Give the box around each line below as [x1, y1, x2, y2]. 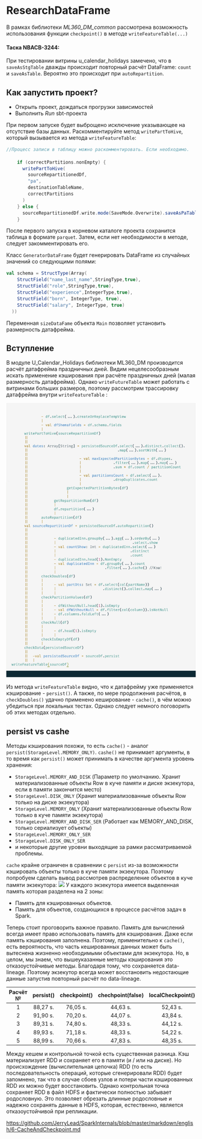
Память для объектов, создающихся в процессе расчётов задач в [14, 906, 186, 913]
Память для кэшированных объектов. [14, 900, 112, 907]
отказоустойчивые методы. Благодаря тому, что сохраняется [6, 962, 165, 969]
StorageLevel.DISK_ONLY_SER [14, 838, 85, 844]
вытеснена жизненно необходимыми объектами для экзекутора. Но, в [6, 949, 189, 957]
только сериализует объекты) [14, 824, 92, 832]
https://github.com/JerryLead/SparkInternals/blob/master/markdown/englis [6, 1120, 194, 1127]
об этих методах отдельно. [6, 709, 76, 716]
